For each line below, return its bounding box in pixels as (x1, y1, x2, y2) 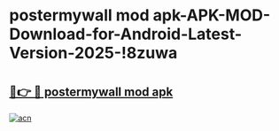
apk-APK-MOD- (152, 5, 271, 26)
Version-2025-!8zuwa (9, 43, 178, 63)
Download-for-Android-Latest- (9, 24, 243, 44)
